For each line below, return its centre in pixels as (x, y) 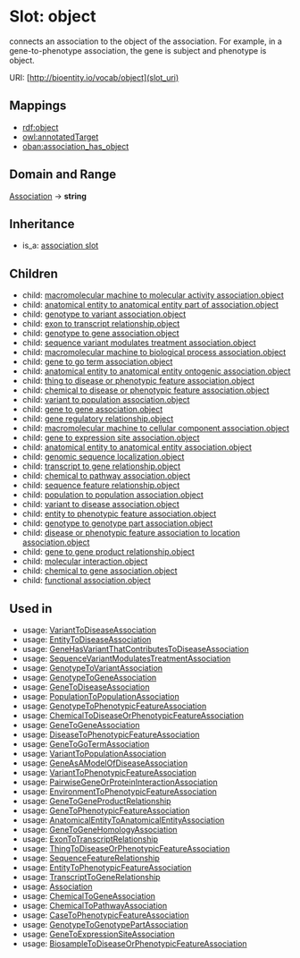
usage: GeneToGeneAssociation (81, 725)
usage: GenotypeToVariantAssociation (92, 668)
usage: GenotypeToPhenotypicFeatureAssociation (114, 706)
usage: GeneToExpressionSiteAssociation (99, 934)
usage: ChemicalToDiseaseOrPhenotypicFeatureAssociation (133, 716)
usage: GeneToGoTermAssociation (86, 744)
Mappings (38, 106)
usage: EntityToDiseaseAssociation (87, 640)
